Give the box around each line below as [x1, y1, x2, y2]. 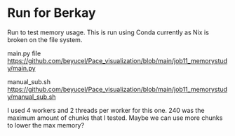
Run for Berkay [7, 5, 96, 21]
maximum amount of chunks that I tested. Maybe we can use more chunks [7, 114, 223, 122]
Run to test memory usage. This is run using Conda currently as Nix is [7, 28, 209, 36]
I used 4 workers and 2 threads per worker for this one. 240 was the [7, 106, 205, 114]
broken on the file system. [7, 35, 83, 43]
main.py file [7, 49, 41, 57]
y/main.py [7, 64, 36, 72]
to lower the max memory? [7, 121, 85, 129]
